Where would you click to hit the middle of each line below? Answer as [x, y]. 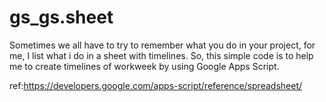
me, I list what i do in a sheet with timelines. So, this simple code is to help [161, 55]
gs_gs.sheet [61, 17]
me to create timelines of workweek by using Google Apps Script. [144, 66]
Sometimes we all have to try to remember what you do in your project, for [162, 45]
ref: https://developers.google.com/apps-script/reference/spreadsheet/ [156, 85]
